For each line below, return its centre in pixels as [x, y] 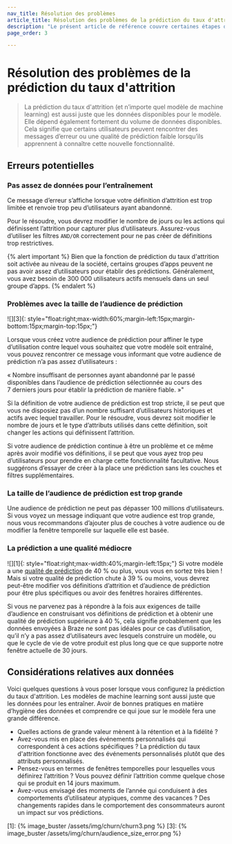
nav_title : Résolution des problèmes [61, 13]
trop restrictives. [30, 243]
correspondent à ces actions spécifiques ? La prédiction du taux [108, 746]
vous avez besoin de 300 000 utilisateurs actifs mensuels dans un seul [108, 278]
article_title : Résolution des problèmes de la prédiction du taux [106, 20]
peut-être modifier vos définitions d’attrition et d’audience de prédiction [109, 585]
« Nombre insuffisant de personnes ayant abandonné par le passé [101, 375]
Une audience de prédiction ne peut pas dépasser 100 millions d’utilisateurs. [116, 508]
